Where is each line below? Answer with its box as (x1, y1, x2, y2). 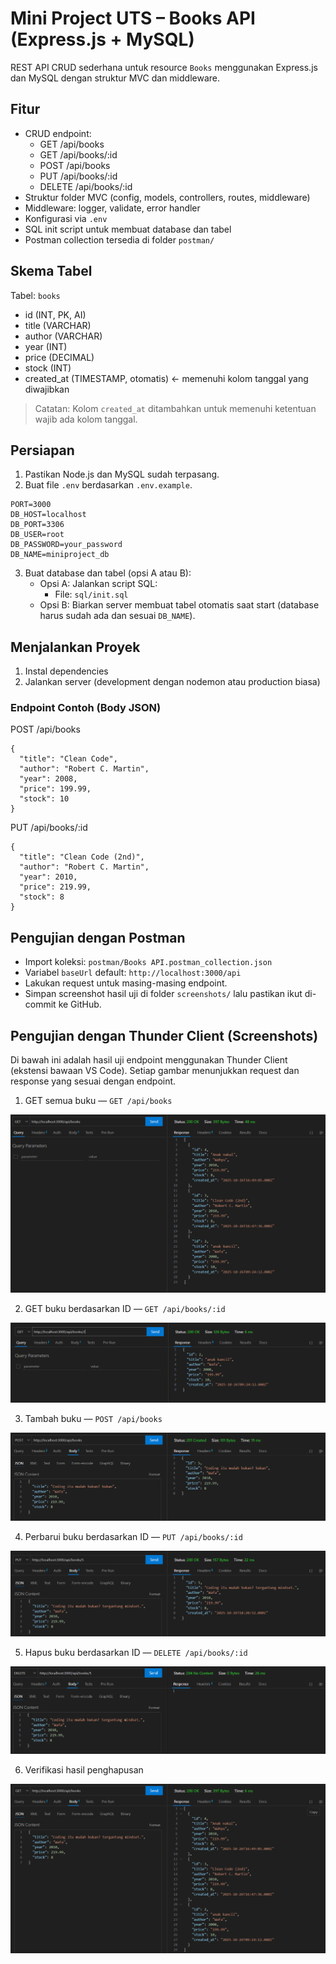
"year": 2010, (19, 872, 78, 882)
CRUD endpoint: (24, 127, 92, 139)
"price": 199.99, (19, 784, 92, 794)
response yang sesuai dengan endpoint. (10, 1075, 177, 1087)
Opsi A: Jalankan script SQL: (39, 578, 158, 590)
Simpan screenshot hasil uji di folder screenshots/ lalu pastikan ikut (24, 988, 303, 1000)
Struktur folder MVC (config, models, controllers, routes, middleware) (24, 191, 311, 203)
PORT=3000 (10, 500, 52, 510)
